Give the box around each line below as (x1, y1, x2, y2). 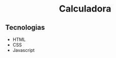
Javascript (12, 47, 35, 53)
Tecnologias (5, 23, 45, 32)
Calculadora (59, 3, 111, 15)
